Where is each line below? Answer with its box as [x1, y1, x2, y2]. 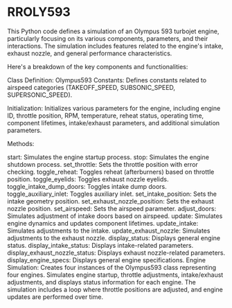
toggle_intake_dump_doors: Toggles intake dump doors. [7, 182, 168, 190]
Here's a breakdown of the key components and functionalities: [7, 62, 188, 71]
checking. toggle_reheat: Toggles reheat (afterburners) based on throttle [7, 167, 215, 176]
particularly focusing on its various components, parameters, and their [7, 34, 208, 42]
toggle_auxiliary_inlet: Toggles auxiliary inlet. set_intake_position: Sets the [7, 190, 217, 198]
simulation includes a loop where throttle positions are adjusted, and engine [7, 285, 223, 293]
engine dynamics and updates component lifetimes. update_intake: [7, 219, 199, 227]
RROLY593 [7, 4, 71, 20]
